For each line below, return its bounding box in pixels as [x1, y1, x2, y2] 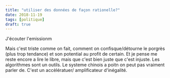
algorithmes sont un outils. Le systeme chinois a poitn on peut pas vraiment [5, 62, 165, 68]
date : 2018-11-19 [5, 12, 42, 17]
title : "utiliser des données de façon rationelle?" [5, 7, 120, 13]
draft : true [5, 21, 31, 27]
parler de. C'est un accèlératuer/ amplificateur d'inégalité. [5, 67, 128, 73]
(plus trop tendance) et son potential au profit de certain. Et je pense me [5, 51, 158, 57]
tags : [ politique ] [5, 17, 45, 22]
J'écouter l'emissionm [5, 36, 52, 42]
